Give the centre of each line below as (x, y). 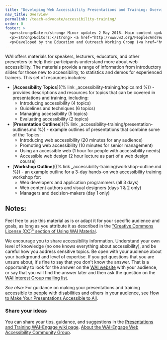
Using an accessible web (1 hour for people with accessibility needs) (90, 150)
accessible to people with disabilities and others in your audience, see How (82, 293)
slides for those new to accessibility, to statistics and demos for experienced (83, 72)
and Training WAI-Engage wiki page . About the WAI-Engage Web (72, 327)
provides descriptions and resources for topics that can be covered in (84, 92)
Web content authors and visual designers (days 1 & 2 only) (81, 188)
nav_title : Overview (27, 14)
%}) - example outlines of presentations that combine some (99, 129)
